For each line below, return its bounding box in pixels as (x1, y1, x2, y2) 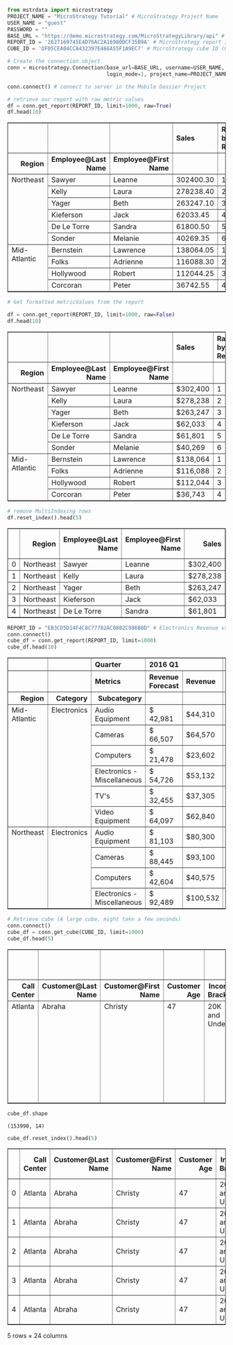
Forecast (148, 681, 179, 691)
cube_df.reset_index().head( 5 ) (7, 1135, 98, 1142)
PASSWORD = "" (7, 26, 49, 33)
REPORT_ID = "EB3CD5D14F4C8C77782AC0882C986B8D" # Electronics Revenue (7, 624, 218, 631)
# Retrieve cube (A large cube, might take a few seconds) (7, 916, 182, 923)
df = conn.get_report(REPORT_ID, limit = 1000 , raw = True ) (7, 102, 172, 109)
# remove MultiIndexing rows (7, 508, 92, 515)
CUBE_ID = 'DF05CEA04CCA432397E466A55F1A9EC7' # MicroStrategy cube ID (7, 45, 218, 52)
